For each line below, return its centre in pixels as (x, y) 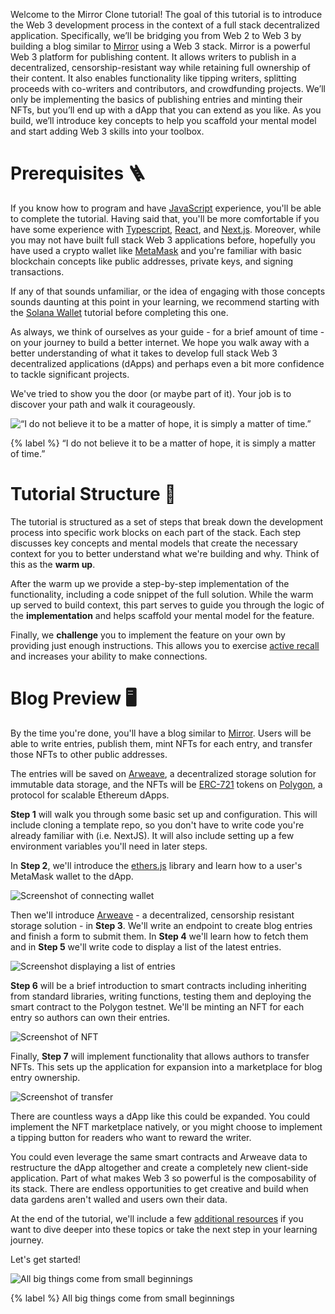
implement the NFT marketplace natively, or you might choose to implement (166, 1126)
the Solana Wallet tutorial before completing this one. (119, 312)
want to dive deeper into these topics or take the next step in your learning (164, 1229)
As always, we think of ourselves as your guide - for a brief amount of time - (167, 331)
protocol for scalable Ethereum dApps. (90, 795)
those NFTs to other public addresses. (89, 754)
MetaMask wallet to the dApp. (72, 876)
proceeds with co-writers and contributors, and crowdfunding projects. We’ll (168, 88)
